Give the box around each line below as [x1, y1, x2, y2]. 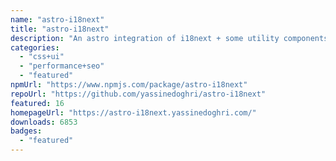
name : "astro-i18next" [10, 14, 105, 25]
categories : [10, 42, 60, 53]
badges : [10, 126, 43, 136]
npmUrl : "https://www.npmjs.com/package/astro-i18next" [10, 80, 248, 90]
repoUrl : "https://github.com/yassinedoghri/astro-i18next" [10, 89, 267, 99]
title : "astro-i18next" [10, 24, 110, 34]
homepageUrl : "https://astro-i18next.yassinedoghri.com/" [10, 107, 257, 118]
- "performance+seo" [19, 61, 105, 71]
